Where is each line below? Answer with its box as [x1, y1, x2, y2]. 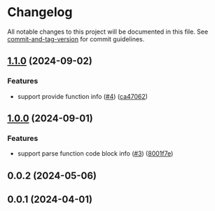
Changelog [7, 4, 73, 20]
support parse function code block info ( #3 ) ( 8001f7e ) [17, 149, 174, 158]
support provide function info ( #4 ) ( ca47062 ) [17, 92, 148, 100]
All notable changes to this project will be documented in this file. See [7, 27, 209, 36]
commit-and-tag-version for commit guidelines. [7, 34, 145, 43]
